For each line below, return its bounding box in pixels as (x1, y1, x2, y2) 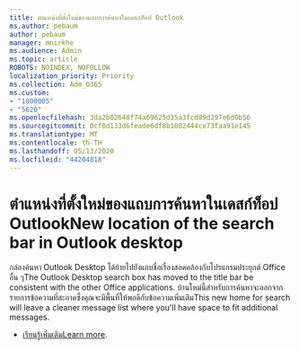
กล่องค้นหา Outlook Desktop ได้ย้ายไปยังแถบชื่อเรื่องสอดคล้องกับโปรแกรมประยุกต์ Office (9, 262, 286, 273)
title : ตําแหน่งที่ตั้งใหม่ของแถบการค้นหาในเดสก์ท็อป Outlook (9, 13, 184, 22)
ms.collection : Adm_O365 (9, 80, 102, 89)
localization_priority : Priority (9, 72, 135, 81)
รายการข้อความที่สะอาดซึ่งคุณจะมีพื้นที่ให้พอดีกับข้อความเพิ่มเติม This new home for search (9, 293, 291, 303)
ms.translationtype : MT (9, 130, 99, 139)
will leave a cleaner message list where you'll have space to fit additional (9, 302, 278, 313)
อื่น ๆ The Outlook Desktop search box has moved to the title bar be (9, 272, 254, 283)
